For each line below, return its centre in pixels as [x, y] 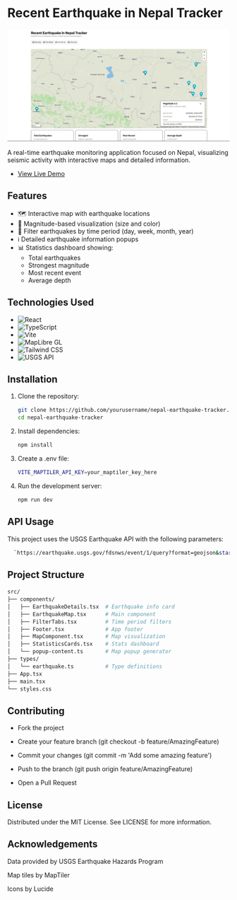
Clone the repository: [48, 396]
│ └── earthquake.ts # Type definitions [85, 667]
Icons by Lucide [31, 889]
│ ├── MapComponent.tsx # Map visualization [86, 637]
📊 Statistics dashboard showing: [66, 247]
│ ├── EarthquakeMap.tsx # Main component [82, 614]
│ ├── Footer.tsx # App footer [75, 629]
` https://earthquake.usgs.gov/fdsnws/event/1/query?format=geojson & [116, 553]
